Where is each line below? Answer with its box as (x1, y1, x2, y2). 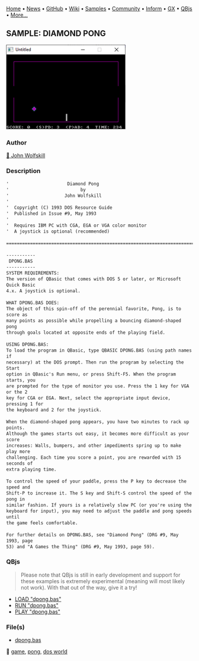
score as (6, 312, 28, 318)
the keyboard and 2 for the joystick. (6, 407, 102, 413)
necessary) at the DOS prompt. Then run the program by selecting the (6, 359, 184, 365)
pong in (6, 496, 25, 502)
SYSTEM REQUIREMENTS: (6, 270, 60, 276)
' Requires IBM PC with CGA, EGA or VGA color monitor (6, 223, 147, 228)
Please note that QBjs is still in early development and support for (20, 571, 181, 578)
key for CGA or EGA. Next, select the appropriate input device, (6, 395, 171, 401)
